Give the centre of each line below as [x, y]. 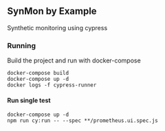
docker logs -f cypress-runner [52, 85]
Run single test [29, 100]
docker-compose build [38, 73]
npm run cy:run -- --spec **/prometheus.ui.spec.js [82, 121]
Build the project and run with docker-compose [74, 60]
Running [22, 45]
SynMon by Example [52, 11]
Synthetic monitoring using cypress [57, 27]
